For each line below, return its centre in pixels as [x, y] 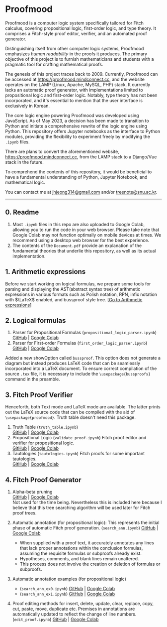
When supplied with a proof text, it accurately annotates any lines [87, 543]
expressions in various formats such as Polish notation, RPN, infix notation [81, 294]
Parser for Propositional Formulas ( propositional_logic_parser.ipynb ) [84, 333]
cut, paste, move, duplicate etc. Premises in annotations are [74, 609]
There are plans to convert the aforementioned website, [62, 151]
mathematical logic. [25, 182]
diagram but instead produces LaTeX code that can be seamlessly [73, 363]
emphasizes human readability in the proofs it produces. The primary [76, 54]
